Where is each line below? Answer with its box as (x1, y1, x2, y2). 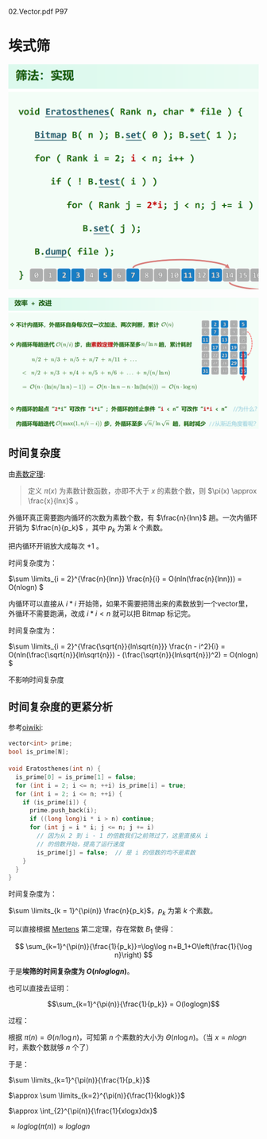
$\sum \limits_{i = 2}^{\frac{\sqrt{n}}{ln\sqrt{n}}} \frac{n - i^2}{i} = (8, 641, 226, 651)
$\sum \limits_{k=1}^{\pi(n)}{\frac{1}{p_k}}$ (8, 1075, 151, 1084)
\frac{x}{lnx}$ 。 (27, 496, 83, 506)
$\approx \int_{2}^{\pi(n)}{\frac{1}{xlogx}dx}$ (8, 1106, 157, 1115)
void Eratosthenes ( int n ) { (8, 765, 102, 773)
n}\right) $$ (114, 950, 153, 959)
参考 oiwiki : (8, 723, 44, 732)
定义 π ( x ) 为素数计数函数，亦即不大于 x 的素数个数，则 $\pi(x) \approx (27, 486, 257, 495)
